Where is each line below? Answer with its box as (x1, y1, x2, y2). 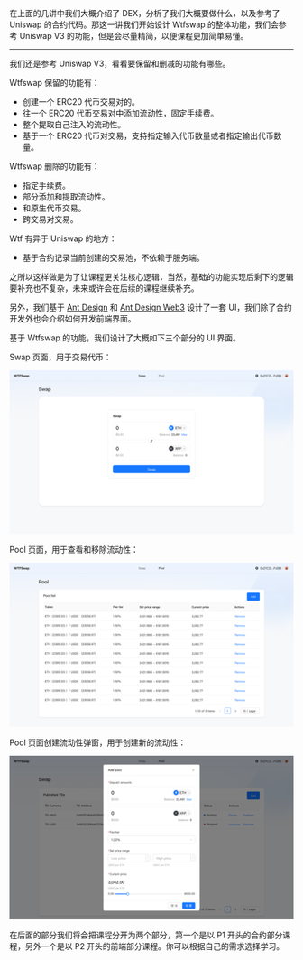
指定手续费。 (22, 180, 70, 191)
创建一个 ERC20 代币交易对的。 (22, 97, 140, 107)
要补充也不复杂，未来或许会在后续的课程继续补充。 (9, 283, 199, 294)
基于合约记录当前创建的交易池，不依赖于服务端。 (22, 252, 205, 263)
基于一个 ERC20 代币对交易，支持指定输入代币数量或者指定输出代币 (22, 130, 274, 141)
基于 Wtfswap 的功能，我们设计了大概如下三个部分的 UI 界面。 (9, 332, 242, 343)
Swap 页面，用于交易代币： (9, 351, 112, 362)
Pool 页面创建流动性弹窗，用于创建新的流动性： (9, 737, 187, 748)
